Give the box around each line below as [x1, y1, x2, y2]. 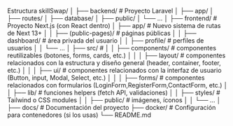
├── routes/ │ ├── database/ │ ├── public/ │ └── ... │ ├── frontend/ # [7, 14, 218, 22]
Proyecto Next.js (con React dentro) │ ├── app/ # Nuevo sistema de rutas [7, 22, 221, 29]
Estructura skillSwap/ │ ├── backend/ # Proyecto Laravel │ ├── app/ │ [7, 7, 214, 15]
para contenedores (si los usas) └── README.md [7, 111, 152, 119]
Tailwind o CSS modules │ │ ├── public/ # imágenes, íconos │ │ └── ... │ [7, 96, 221, 104]
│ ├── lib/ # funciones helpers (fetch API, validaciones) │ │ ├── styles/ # [7, 88, 220, 97]
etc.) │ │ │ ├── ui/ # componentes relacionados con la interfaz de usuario [7, 66, 222, 74]
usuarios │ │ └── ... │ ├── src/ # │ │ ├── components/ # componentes [7, 44, 217, 52]
